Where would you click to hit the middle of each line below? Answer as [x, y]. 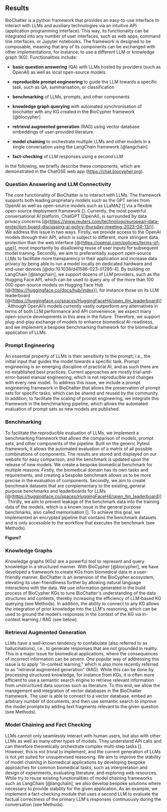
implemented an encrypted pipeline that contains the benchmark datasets [81, 517]
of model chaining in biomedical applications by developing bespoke [75, 762]
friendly [13, 577]
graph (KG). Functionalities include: [41, 57]
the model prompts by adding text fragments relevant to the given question [82, 707]
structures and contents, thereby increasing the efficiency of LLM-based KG [83, 598]
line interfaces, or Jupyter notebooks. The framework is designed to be [78, 41]
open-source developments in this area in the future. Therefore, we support [83, 317]
